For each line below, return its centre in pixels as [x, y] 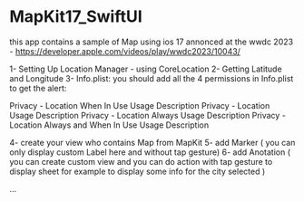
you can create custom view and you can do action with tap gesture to [141, 161]
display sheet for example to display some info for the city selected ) [137, 171]
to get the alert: [38, 88]
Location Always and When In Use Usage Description [109, 125]
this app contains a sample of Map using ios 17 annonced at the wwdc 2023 [151, 42]
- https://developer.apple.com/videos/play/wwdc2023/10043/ [125, 51]
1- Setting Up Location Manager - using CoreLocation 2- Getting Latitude [146, 69]
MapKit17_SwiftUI [76, 17]
